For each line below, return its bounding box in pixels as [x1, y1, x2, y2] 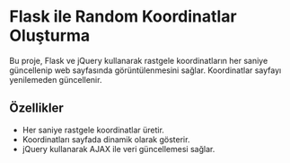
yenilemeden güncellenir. [9, 74, 102, 85]
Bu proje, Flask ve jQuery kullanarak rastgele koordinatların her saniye [9, 55, 268, 66]
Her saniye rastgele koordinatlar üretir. [22, 124, 164, 135]
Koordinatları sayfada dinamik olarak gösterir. [22, 133, 190, 145]
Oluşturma [9, 25, 91, 46]
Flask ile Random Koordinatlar [9, 6, 237, 27]
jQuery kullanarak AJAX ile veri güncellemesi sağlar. [22, 143, 215, 154]
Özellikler [9, 101, 65, 116]
